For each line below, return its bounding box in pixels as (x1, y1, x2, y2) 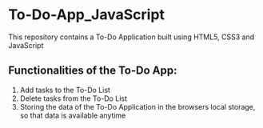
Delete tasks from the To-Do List (19, 94, 128, 103)
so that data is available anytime (19, 110, 126, 120)
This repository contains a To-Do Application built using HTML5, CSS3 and (8, 32, 255, 42)
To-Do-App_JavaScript (8, 6, 165, 24)
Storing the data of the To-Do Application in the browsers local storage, (19, 102, 256, 111)
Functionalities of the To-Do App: (8, 64, 177, 78)
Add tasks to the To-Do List (19, 85, 110, 94)
